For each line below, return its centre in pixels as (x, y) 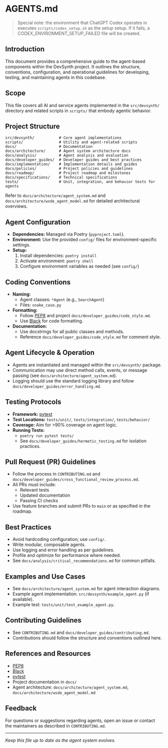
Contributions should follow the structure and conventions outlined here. (87, 638)
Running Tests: (28, 430)
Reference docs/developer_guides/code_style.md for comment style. (90, 337)
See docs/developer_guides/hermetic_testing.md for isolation (83, 441)
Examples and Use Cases (45, 576)
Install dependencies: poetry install (58, 256)
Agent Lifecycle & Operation (50, 353)
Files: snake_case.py (40, 305)
